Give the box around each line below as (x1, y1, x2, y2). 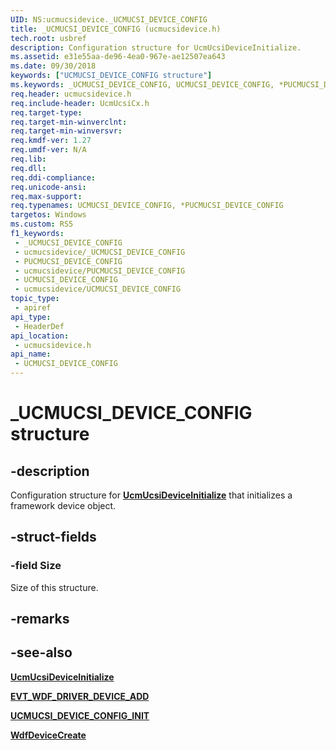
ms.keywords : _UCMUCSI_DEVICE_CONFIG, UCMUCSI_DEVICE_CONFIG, (10, 80, 275, 90)
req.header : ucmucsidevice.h (10, 89, 132, 99)
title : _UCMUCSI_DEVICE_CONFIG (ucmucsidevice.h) (10, 24, 222, 34)
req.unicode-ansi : (10, 182, 87, 192)
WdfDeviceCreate (10, 729, 87, 741)
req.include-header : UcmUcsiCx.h (10, 98, 150, 108)
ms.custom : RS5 (10, 219, 74, 230)
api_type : (10, 312, 52, 322)
